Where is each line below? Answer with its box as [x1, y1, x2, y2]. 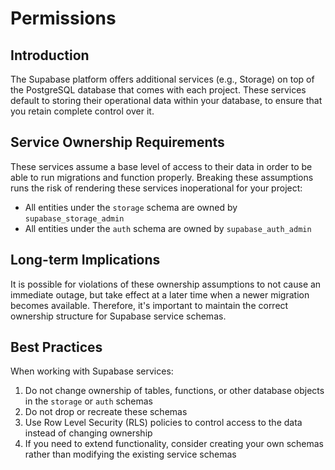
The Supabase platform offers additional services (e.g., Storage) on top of [10, 73, 315, 85]
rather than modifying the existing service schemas [24, 448, 237, 461]
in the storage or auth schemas [24, 395, 153, 407]
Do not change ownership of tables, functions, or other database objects [24, 385, 325, 397]
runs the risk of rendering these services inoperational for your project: [10, 182, 303, 194]
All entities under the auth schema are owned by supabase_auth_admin [24, 222, 312, 234]
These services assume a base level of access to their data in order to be [10, 160, 313, 172]
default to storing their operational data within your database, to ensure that [10, 95, 323, 106]
